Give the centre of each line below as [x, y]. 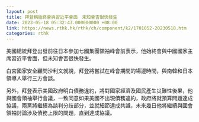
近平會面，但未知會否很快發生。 [55, 58]
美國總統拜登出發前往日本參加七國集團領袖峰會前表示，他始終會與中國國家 [97, 51]
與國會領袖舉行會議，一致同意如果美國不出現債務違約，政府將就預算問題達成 [99, 98]
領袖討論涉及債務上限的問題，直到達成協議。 [61, 113]
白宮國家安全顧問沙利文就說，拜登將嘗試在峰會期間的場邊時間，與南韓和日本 [99, 71]
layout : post [22, 11]
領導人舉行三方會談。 [32, 78]
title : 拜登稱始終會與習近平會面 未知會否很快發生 [62, 17]
